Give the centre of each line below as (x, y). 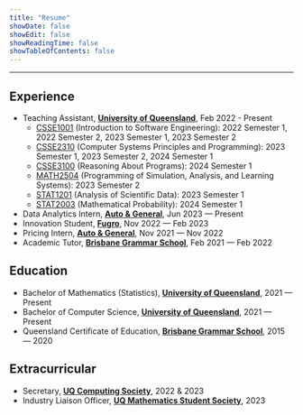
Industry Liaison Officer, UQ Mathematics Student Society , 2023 (144, 400)
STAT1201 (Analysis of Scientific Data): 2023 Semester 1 (140, 194)
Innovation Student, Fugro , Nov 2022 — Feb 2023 (115, 223)
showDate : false (40, 26)
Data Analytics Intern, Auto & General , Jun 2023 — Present (133, 214)
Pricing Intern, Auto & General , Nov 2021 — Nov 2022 (123, 233)
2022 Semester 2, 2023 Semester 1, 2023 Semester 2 (136, 137)
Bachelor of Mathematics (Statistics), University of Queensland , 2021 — (157, 292)
